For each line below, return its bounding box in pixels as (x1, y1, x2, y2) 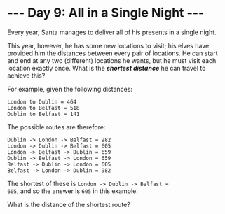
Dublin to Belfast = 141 (7, 110, 80, 117)
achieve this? (7, 71, 46, 80)
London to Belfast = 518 (7, 104, 80, 111)
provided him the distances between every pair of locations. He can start (7, 49, 219, 57)
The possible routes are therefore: (7, 122, 106, 131)
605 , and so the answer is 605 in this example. (7, 187, 138, 195)
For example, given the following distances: (7, 85, 133, 93)
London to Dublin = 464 (7, 98, 77, 106)
